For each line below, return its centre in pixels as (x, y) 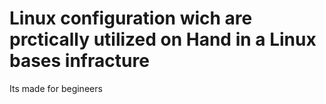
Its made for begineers (56, 88)
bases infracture (79, 61)
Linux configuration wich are (131, 18)
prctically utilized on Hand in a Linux (163, 39)
